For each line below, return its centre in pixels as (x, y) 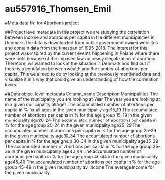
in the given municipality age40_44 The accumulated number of (76, 151)
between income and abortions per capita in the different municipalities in (80, 37)
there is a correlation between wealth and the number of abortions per (76, 69)
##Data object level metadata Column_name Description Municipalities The (82, 94)
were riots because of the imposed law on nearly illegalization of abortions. (82, 58)
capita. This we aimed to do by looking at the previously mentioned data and (82, 74)
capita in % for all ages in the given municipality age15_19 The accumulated (81, 110)
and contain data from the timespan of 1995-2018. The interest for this (76, 48)
